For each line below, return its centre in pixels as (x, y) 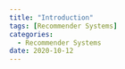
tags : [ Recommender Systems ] (63, 26)
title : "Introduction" (51, 17)
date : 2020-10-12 (42, 51)
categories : (31, 34)
